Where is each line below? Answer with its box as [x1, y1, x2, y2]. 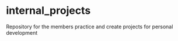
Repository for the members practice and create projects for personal [6, 23, 173, 30]
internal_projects [6, 4, 91, 17]
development [6, 29, 38, 36]
